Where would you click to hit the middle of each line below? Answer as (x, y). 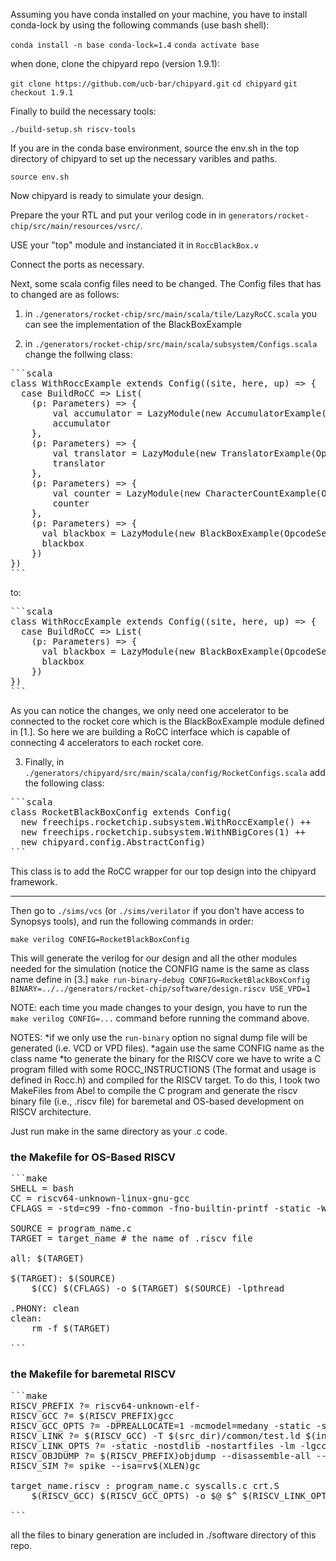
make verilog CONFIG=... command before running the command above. (160, 1018)
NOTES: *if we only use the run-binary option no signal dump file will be (159, 1037)
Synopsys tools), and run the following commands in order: (132, 921)
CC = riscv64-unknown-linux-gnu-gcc (100, 1198)
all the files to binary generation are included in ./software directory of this (163, 1535)
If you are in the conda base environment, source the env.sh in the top (155, 148)
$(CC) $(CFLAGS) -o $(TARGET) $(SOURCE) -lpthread (158, 1288)
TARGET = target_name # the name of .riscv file (131, 1238)
